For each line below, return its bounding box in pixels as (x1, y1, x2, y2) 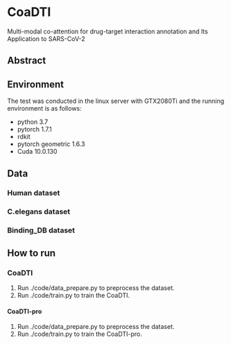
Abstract (7, 55, 46, 67)
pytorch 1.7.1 (17, 125, 52, 134)
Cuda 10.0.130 (17, 147, 58, 156)
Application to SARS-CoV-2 (7, 34, 85, 42)
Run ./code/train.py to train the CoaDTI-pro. (17, 330, 142, 338)
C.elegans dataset (7, 207, 71, 216)
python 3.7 (17, 118, 49, 126)
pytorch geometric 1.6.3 (17, 140, 85, 148)
